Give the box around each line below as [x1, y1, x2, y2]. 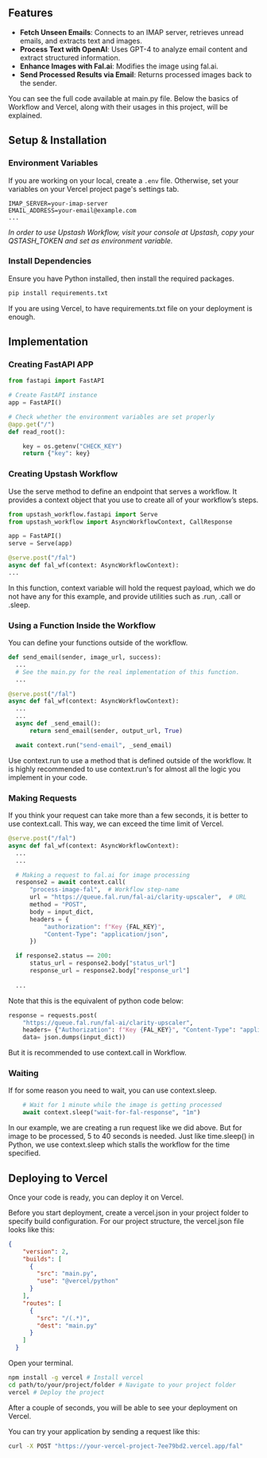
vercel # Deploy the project [8, 1388, 105, 1396]
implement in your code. [8, 772, 88, 782]
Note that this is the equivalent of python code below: [8, 996, 184, 1005]
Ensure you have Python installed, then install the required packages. [8, 274, 234, 283]
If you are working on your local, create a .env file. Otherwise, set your [8, 175, 239, 185]
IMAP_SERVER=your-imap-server [8, 199, 109, 208]
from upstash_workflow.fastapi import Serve [8, 510, 158, 518]
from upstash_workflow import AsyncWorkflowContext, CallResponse [8, 517, 233, 526]
